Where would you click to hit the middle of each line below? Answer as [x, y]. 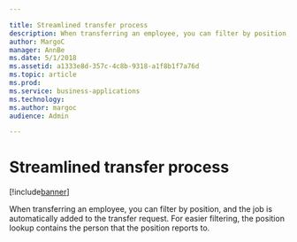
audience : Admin [39, 116]
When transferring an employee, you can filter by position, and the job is [141, 209]
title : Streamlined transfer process [79, 25]
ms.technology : [37, 99]
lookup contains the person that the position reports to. [110, 228]
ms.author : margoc [43, 107]
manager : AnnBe [37, 50]
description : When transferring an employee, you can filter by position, [150, 33]
